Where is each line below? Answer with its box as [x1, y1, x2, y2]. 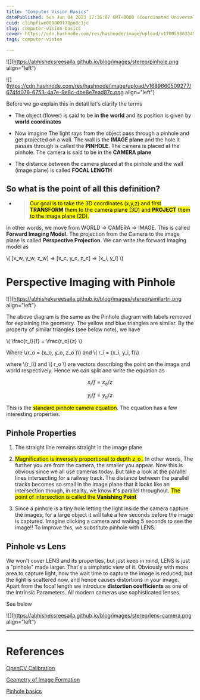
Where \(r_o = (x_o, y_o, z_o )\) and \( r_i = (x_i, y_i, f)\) [6, 349, 140, 356]
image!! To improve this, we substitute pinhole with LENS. [14, 524, 156, 531]
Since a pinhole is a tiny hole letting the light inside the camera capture [14, 505, 189, 512]
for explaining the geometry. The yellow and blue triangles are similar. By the [6, 319, 194, 326]
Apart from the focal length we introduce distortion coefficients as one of [6, 582, 189, 590]
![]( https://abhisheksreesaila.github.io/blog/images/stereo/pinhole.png [6, 58, 179, 65]
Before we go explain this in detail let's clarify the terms [6, 100, 143, 107]
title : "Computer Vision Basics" [6, 8, 89, 15]
